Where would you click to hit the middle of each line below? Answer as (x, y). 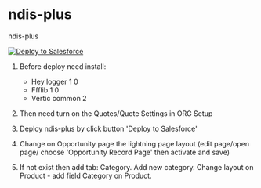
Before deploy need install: (63, 66)
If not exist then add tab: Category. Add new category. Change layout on (136, 167)
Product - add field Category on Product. (85, 175)
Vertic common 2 (59, 98)
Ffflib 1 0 (45, 90)
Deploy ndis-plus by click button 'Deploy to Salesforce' (108, 128)
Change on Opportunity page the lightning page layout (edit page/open (134, 143)
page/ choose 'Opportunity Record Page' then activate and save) (124, 152)
